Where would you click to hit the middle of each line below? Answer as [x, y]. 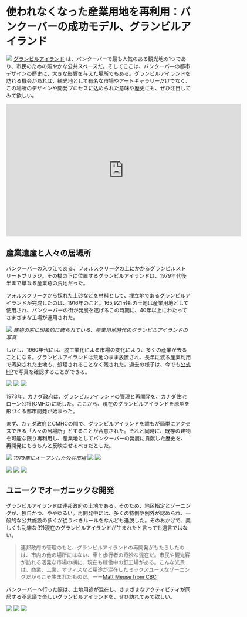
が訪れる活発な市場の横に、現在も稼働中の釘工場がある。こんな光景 [103, 562]
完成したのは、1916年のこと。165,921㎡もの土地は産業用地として [110, 302]
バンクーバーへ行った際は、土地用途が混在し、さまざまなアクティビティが [96, 589]
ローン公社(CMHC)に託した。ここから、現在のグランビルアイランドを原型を [98, 403]
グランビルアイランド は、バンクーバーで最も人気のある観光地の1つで [97, 59]
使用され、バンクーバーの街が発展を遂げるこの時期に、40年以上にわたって [97, 310]
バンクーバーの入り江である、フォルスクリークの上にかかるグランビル [91, 268]
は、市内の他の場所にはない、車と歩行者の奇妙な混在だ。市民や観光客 [105, 555]
